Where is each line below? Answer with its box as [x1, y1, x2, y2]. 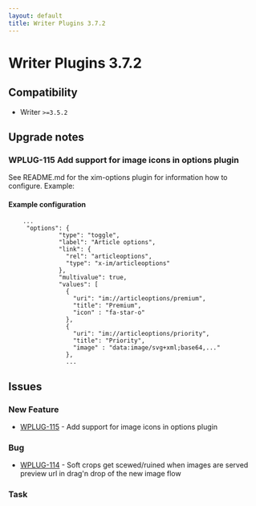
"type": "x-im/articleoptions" [65, 259, 171, 267]
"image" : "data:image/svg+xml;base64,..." [72, 344, 221, 352]
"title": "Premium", [72, 302, 142, 310]
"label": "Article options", [59, 239, 156, 247]
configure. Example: [8, 182, 75, 191]
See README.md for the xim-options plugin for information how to [8, 173, 228, 182]
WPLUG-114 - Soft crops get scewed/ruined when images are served [19, 460, 249, 470]
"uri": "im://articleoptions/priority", [72, 330, 210, 338]
